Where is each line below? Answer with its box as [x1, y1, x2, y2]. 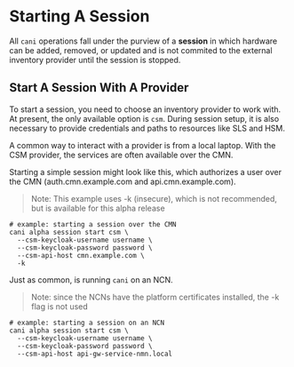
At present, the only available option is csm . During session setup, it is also [9, 113, 280, 124]
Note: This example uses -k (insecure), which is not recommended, [30, 193, 278, 203]
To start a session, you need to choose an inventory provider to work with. [9, 104, 282, 115]
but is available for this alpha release [30, 203, 166, 213]
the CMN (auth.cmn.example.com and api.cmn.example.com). [9, 176, 237, 187]
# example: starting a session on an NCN [9, 318, 165, 327]
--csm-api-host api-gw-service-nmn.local [17, 349, 173, 358]
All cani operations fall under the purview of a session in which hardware [9, 36, 278, 46]
